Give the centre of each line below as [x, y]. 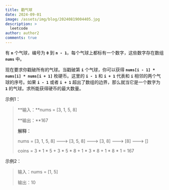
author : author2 [22, 33]
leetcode [19, 29]
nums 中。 [15, 59]
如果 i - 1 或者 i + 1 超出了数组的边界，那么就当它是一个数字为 [94, 82]
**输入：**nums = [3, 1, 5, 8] [47, 110]
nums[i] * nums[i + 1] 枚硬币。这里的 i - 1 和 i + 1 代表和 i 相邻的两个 [81, 76]
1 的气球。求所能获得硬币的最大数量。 [45, 88]
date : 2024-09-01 [23, 15]
